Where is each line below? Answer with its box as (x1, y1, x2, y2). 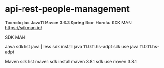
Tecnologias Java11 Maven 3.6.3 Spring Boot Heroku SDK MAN (5, 20, 132, 25)
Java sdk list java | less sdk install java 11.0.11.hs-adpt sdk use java (5, 44, 139, 49)
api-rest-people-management (5, 3, 130, 15)
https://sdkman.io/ (5, 24, 43, 30)
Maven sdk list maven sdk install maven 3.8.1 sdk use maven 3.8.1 (5, 58, 137, 64)
